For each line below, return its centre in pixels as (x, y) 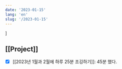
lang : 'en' (17, 14)
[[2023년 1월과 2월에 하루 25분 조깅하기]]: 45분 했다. (65, 62)
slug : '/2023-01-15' (27, 19)
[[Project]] (22, 49)
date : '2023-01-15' (26, 10)
